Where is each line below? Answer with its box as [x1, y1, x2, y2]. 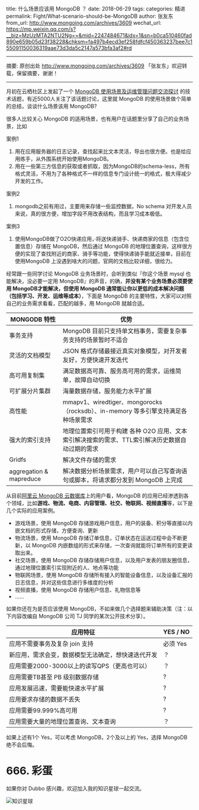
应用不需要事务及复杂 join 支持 [9, 640, 94, 648]
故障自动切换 [74, 376, 111, 384]
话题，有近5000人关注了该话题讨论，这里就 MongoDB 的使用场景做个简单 [11, 95, 192, 102]
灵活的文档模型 [9, 352, 52, 359]
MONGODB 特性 [10, 315, 56, 323]
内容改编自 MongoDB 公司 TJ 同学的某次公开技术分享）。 [11, 613, 149, 620]
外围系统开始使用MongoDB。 [40, 155, 113, 162]
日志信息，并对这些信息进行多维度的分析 [14, 579, 114, 586]
